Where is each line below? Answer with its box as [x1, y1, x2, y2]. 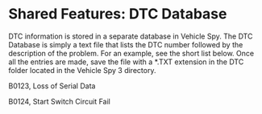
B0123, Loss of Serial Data [8, 81, 96, 91]
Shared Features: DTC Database [8, 5, 227, 23]
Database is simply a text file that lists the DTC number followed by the [8, 39, 243, 49]
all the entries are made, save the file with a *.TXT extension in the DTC [8, 57, 244, 67]
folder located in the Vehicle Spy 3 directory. [8, 65, 156, 75]
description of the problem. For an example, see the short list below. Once [8, 48, 255, 58]
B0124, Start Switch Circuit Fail [8, 96, 110, 106]
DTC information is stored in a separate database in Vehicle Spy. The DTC [8, 31, 253, 41]
